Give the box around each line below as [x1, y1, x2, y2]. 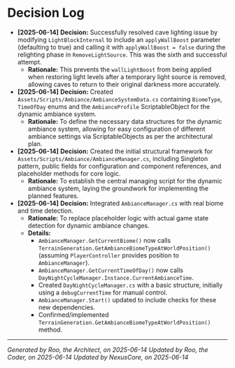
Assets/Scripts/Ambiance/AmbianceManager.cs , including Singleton [17, 154, 208, 162]
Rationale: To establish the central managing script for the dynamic [27, 176, 222, 185]
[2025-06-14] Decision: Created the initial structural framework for [17, 147, 213, 155]
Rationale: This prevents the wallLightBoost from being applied [27, 65, 212, 73]
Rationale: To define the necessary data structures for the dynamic [27, 117, 222, 125]
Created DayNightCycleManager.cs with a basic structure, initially [38, 281, 223, 289]
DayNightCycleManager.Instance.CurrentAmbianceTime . [38, 273, 194, 281]
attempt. [17, 57, 42, 66]
